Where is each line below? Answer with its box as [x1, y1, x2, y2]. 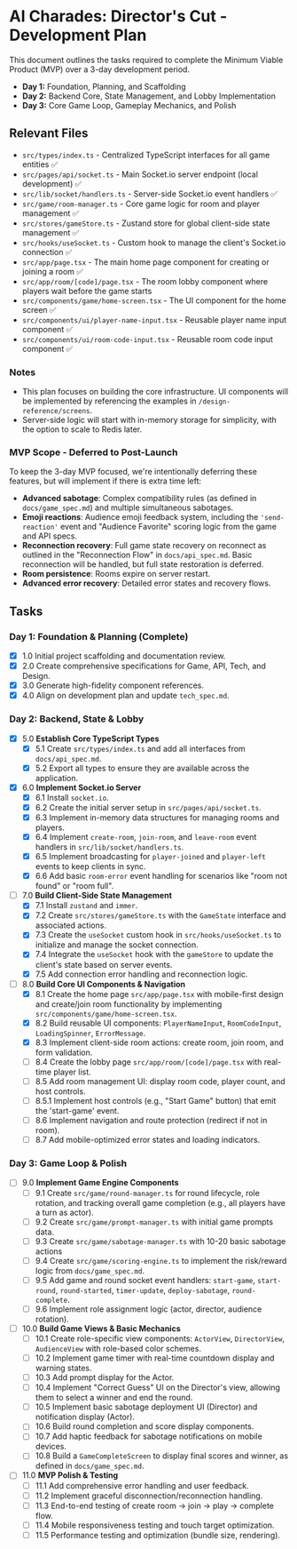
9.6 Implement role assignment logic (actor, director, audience [35, 1304, 262, 1314]
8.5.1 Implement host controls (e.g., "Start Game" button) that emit [35, 1095, 277, 1106]
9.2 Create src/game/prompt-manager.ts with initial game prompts [35, 1216, 273, 1227]
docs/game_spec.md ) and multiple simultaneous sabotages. [21, 502, 234, 513]
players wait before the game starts [21, 285, 152, 296]
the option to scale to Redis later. [21, 424, 143, 435]
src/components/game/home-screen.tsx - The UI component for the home [21, 295, 286, 306]
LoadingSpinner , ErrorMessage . [35, 1027, 146, 1038]
